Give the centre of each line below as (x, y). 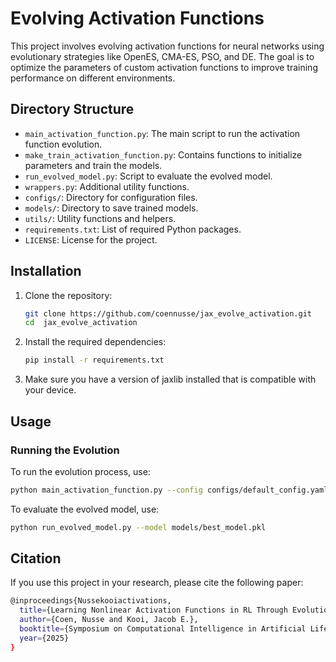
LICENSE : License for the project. (91, 239)
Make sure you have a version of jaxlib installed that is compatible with (170, 379)
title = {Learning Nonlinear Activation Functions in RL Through (153, 610)
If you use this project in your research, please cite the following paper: (157, 583)
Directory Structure (72, 109)
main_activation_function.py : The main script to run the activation (162, 133)
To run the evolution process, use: (80, 471)
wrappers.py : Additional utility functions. (107, 186)
